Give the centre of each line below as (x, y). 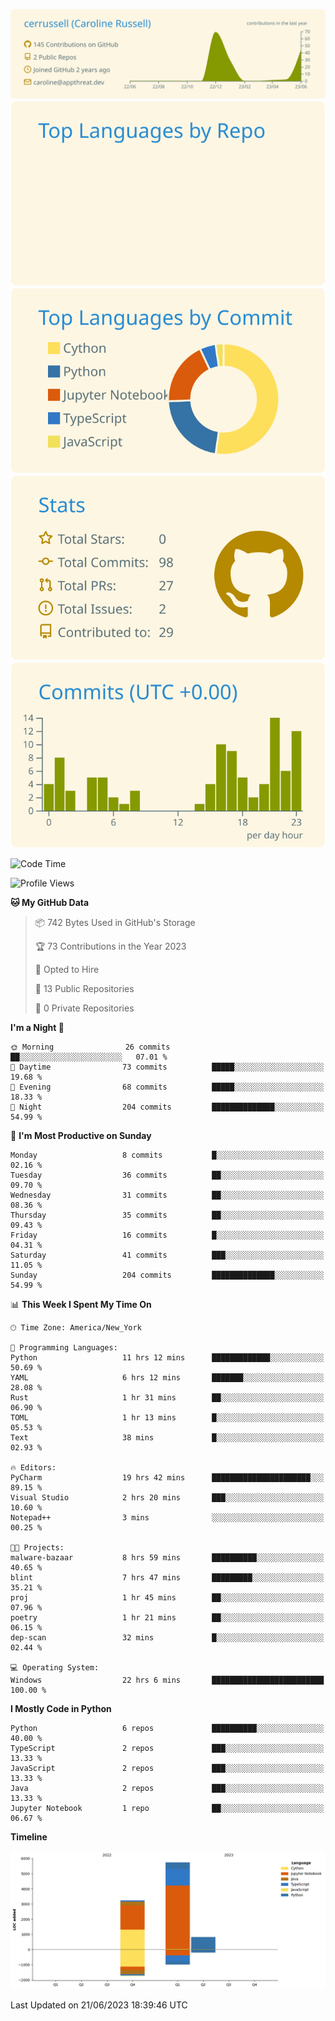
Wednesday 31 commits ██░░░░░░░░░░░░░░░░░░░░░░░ (167, 1195)
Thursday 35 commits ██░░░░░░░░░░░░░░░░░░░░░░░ (167, 1215)
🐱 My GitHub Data (50, 902)
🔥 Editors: (33, 1467)
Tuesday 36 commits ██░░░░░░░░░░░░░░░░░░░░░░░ (167, 1175)
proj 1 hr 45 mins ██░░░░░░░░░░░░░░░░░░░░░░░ (167, 1597)
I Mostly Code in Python (61, 1708)
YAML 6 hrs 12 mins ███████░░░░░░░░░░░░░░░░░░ (167, 1377)
